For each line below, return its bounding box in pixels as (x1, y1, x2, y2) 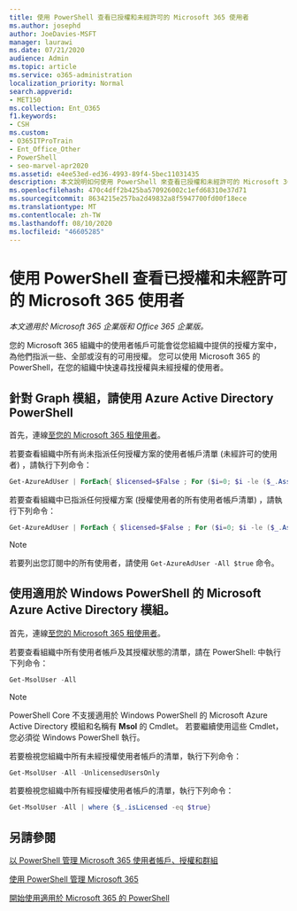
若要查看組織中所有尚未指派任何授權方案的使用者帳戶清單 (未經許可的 (9, 448, 263, 459)
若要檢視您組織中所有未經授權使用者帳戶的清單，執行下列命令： (9, 751, 241, 761)
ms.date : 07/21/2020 (9, 46, 86, 55)
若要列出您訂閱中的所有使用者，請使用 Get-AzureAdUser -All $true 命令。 (9, 557, 280, 568)
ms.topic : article (9, 63, 77, 72)
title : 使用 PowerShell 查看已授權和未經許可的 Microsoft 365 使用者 (9, 12, 249, 22)
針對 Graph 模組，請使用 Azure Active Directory (9, 391, 274, 406)
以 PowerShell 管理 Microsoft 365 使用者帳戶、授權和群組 (9, 855, 218, 866)
